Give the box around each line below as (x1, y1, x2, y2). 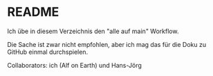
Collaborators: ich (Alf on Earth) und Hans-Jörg (7, 61, 142, 69)
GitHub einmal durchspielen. (7, 48, 89, 56)
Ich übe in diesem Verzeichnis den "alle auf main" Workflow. (7, 27, 179, 35)
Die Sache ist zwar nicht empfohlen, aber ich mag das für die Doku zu (7, 40, 207, 48)
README (7, 4, 59, 20)
